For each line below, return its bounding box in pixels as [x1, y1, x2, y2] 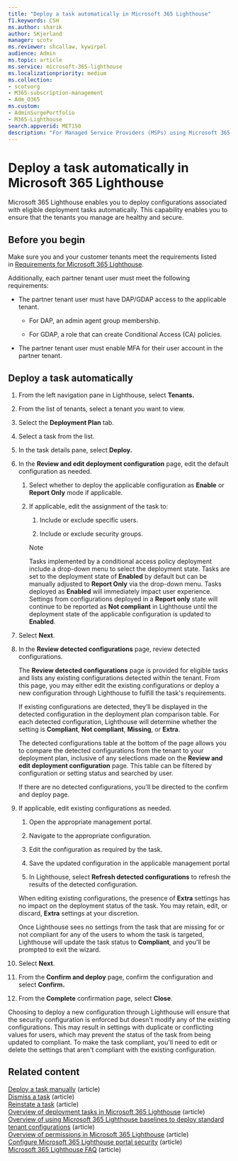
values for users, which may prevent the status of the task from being [8, 1030, 211, 1039]
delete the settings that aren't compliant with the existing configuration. [8, 1045, 217, 1054]
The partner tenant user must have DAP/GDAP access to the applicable [18, 295, 227, 304]
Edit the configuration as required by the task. [28, 845, 163, 853]
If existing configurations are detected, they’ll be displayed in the [18, 702, 208, 711]
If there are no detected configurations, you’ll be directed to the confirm [18, 782, 229, 791]
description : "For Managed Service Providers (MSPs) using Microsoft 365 [8, 129, 231, 136]
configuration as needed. [18, 467, 92, 475]
